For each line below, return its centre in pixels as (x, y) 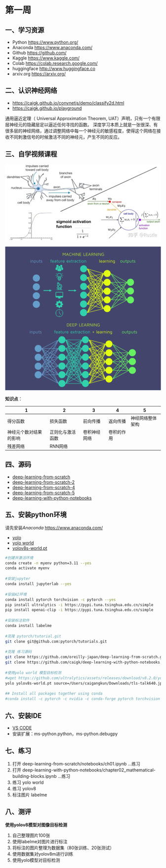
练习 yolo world (28, 782)
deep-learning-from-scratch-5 (43, 492)
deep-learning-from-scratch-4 (43, 487)
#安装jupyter (18, 579)
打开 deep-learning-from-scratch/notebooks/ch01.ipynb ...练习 (76, 763)
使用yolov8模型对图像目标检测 (36, 825)
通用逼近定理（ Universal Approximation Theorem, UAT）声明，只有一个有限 (83, 118)
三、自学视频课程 (31, 154)
